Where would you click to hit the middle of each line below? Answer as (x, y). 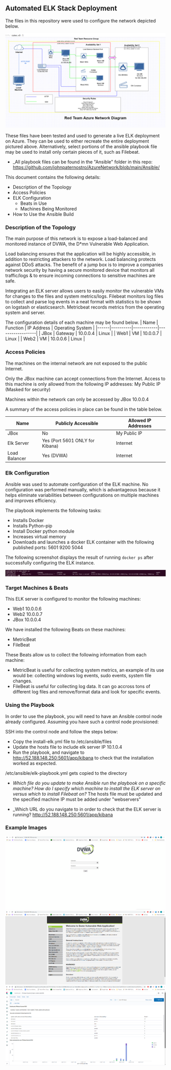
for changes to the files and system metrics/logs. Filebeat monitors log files (84, 296)
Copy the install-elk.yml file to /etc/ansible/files (62, 741)
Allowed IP (140, 420)
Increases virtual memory (39, 536)
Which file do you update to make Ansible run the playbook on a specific (89, 783)
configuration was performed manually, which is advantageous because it (83, 489)
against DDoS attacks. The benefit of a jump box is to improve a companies (84, 265)
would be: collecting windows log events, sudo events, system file (82, 676)
